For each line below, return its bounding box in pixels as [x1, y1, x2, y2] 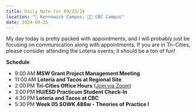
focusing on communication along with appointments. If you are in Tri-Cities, [6, 41, 191, 48]
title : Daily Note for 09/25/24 [6, 8, 85, 15]
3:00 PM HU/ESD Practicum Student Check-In [14, 88, 128, 96]
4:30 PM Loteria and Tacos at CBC [14, 95, 99, 102]
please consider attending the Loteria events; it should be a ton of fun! [6, 48, 176, 55]
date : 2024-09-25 [6, 19, 49, 25]
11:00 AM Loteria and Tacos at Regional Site [14, 76, 122, 83]
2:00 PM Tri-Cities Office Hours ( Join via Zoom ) [14, 82, 132, 89]
